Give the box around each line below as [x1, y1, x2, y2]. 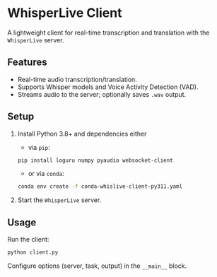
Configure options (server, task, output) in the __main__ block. [7, 261, 187, 270]
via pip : [28, 143, 51, 151]
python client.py [7, 249, 59, 256]
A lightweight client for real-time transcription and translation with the [7, 28, 210, 37]
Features [7, 57, 47, 69]
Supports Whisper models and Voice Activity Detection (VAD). [17, 83, 199, 91]
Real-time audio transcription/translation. [17, 75, 138, 83]
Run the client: [7, 235, 49, 244]
